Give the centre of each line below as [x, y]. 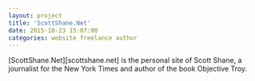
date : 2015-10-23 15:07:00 [53, 30]
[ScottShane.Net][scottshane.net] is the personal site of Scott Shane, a [125, 60]
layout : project [35, 15]
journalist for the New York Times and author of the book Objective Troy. [128, 69]
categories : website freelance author [73, 38]
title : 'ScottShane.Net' [50, 23]
